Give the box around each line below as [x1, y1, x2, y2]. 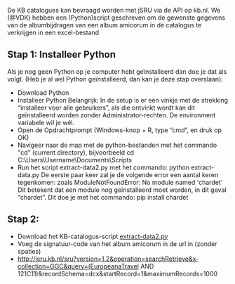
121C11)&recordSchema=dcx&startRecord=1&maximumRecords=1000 [17, 269, 218, 278]
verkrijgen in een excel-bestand [7, 28, 100, 37]
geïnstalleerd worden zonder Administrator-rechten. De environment [17, 110, 216, 119]
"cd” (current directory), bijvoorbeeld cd [17, 148, 135, 157]
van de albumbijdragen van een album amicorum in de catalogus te [7, 21, 202, 29]
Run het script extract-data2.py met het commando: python [17, 163, 190, 172]
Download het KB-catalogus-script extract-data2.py [17, 232, 168, 240]
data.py [17, 170, 40, 179]
